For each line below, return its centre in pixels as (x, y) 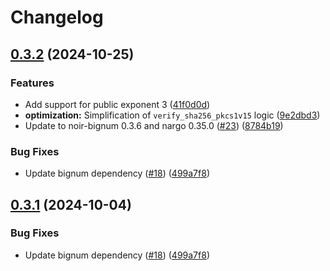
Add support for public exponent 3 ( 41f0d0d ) (117, 104)
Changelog (57, 17)
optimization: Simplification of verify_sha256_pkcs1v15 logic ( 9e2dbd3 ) (172, 115)
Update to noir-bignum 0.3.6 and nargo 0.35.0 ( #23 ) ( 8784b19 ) (154, 125)
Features (32, 83)
